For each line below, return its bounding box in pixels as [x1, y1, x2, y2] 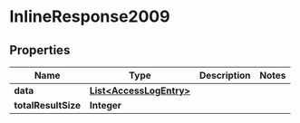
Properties [9, 43, 71, 58]
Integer [89, 99, 122, 111]
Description [198, 70, 251, 81]
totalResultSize [14, 99, 82, 111]
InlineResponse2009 [9, 6, 170, 27]
